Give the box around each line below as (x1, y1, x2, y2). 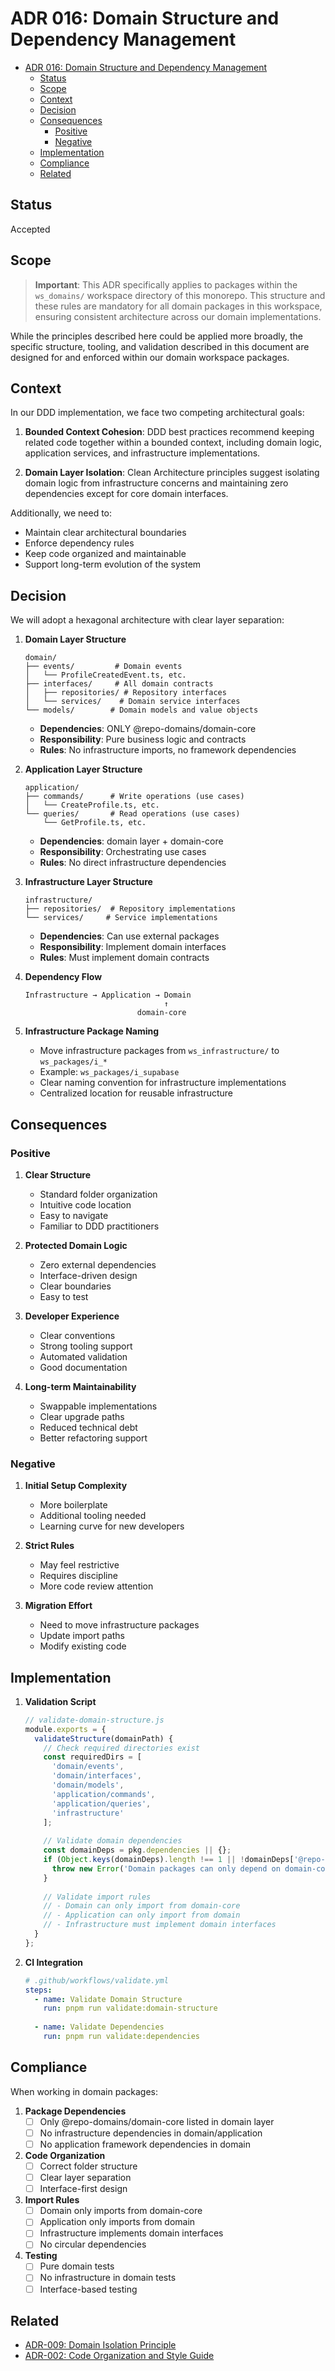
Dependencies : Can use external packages (39, 930, 220, 942)
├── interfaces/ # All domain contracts (24, 679, 214, 689)
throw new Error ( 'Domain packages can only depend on (51, 1863, 281, 1874)
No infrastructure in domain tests (39, 2272, 177, 2284)
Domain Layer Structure (24, 633, 127, 646)
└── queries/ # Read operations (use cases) (24, 809, 241, 819)
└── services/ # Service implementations (24, 913, 218, 923)
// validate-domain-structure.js (24, 1715, 165, 1725)
